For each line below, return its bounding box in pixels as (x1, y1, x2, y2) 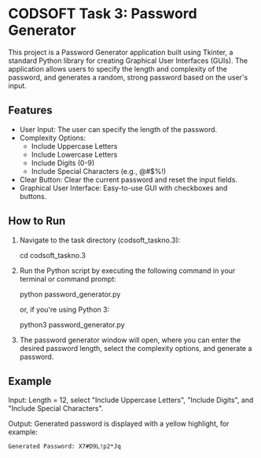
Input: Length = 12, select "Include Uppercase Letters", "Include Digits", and (8, 395, 254, 405)
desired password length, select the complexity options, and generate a (19, 343, 252, 353)
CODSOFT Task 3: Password (8, 5, 198, 23)
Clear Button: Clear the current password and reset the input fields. (19, 175, 238, 184)
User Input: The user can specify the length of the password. (19, 124, 218, 134)
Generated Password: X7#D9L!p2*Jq (8, 442, 122, 451)
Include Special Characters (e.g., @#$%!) (31, 166, 167, 175)
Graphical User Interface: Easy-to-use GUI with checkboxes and (19, 183, 228, 193)
